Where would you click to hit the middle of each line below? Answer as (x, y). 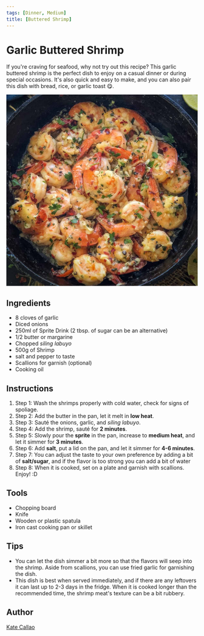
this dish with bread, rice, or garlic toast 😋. (60, 86)
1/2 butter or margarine (44, 337)
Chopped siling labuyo (43, 344)
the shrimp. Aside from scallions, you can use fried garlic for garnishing (104, 567)
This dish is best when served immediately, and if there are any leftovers (106, 580)
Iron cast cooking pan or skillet (54, 527)
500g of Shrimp (35, 350)
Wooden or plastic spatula (48, 521)
